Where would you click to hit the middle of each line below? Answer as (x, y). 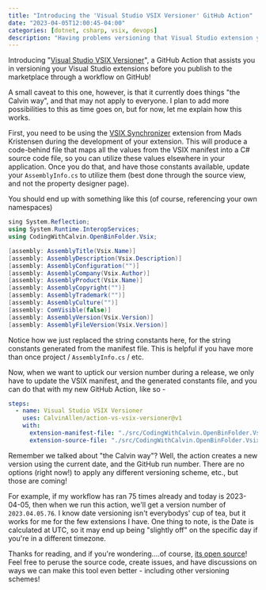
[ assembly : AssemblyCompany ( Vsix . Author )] (79, 273)
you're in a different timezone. (57, 538)
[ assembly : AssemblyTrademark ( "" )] (67, 295)
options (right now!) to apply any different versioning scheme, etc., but (123, 472)
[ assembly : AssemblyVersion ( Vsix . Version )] (81, 317)
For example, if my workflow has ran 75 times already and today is (116, 496)
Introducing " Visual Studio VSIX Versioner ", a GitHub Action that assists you (132, 60)
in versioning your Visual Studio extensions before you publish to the (120, 69)
